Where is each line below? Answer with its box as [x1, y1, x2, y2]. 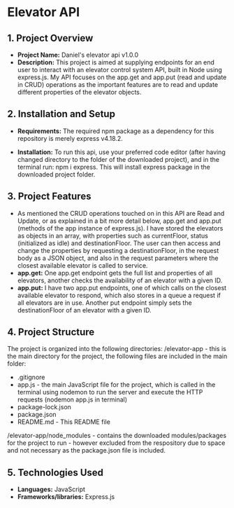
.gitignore [17, 373, 45, 382]
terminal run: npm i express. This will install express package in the [17, 163, 211, 171]
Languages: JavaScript [17, 485, 86, 494]
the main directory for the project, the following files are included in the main [7, 352, 228, 361]
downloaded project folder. [17, 170, 96, 179]
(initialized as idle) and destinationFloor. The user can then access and [17, 239, 221, 247]
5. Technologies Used [7, 467, 103, 479]
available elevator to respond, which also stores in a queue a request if [17, 291, 221, 299]
